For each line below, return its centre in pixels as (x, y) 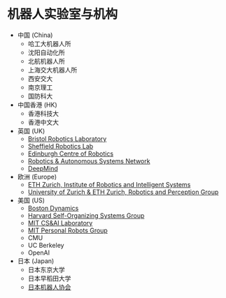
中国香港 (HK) (37, 105)
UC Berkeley (46, 245)
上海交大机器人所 (52, 70)
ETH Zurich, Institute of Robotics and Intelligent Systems (109, 184)
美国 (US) (31, 200)
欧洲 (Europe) (37, 177)
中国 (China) (35, 35)
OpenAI (39, 253)
